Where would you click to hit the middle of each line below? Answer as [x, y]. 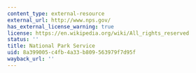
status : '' [23, 40]
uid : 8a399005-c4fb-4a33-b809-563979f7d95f [72, 53]
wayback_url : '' [31, 59]
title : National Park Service [51, 46]
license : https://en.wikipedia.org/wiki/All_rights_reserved [98, 33]
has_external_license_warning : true [61, 26]
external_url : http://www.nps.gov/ [59, 20]
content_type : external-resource [56, 14]
